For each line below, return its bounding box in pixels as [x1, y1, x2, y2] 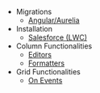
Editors [27, 50, 52, 59]
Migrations [15, 7, 52, 16]
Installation [15, 24, 53, 33]
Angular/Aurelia [27, 15, 80, 25]
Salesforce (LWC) [27, 32, 87, 42]
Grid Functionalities [15, 67, 81, 76]
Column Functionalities [15, 41, 93, 51]
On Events [27, 76, 63, 85]
